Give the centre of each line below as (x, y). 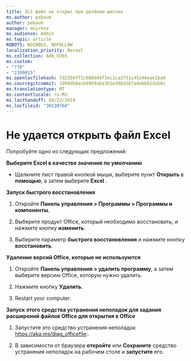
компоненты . (32, 210)
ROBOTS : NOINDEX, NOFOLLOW (39, 45)
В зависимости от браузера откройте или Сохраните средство (95, 346)
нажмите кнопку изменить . (50, 228)
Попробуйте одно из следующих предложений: (66, 152)
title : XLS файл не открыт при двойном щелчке (65, 12)
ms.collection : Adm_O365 (37, 56)
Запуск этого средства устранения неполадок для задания (84, 310)
